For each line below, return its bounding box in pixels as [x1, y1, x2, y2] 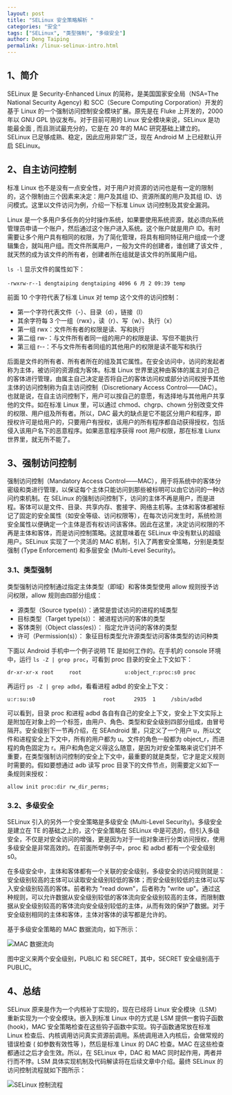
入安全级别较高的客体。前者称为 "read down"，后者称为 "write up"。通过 [7, 884, 215, 893]
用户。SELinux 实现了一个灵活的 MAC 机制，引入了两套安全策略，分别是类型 [7, 538, 224, 546]
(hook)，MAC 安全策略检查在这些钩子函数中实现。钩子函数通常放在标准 [7, 1022, 211, 1031]
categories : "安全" [7, 23, 61, 30]
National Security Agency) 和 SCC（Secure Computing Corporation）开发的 [7, 98, 223, 106]
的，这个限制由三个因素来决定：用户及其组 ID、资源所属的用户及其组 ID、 [7, 192, 216, 200]
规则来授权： [12, 769, 50, 778]
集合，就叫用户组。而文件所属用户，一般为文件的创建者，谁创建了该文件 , [12, 241, 222, 249]
